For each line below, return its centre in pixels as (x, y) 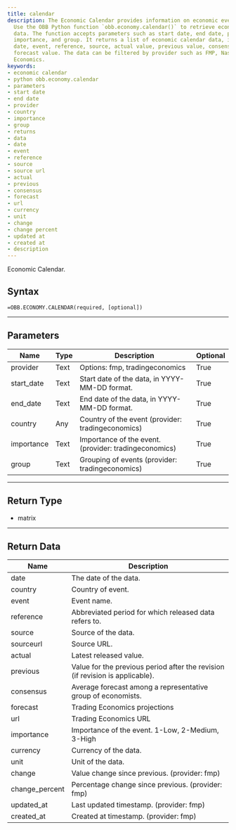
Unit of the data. (98, 762)
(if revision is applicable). (113, 676)
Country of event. (100, 589)
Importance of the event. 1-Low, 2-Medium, (145, 730)
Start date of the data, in (119, 378)
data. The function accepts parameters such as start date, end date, (119, 33)
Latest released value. (107, 656)
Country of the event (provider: (131, 419)
